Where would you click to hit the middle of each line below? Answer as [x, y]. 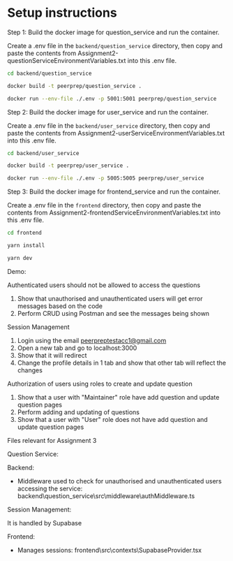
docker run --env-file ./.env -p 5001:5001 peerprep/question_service [112, 99]
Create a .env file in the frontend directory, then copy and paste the [104, 205]
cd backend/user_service [43, 153]
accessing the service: [50, 488]
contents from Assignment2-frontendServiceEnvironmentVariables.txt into [114, 213]
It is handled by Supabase [45, 523]
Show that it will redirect [52, 355]
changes [30, 370]
